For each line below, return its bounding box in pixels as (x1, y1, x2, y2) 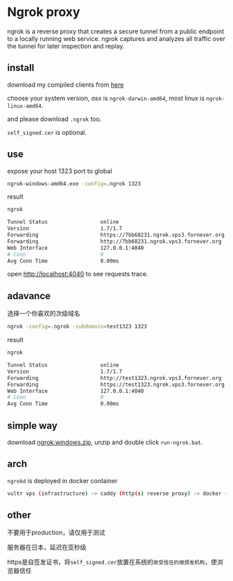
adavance (7, 289, 51, 302)
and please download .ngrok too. (7, 115, 102, 123)
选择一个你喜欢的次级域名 (7, 310, 80, 318)
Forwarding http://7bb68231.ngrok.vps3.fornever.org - (7, 237, 228, 245)
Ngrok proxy (7, 4, 80, 20)
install (7, 62, 35, 74)
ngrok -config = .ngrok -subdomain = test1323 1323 (7, 323, 148, 330)
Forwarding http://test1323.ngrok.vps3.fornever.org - (7, 374, 228, 382)
